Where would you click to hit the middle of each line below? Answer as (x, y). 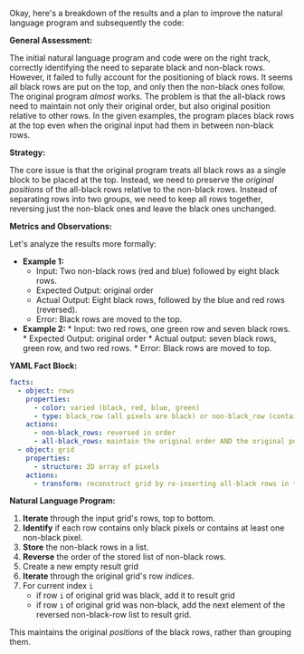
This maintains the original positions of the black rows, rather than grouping (151, 632)
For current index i (57, 586)
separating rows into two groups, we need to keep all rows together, (136, 199)
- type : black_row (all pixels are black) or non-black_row (149, 416)
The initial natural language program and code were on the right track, (140, 58)
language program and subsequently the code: (97, 23)
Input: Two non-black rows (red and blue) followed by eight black (157, 271)
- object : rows (46, 390)
